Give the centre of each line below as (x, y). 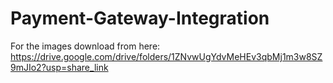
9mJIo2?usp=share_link (59, 67)
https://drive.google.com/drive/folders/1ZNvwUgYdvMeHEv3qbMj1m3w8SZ (166, 56)
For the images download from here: (85, 46)
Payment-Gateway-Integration (140, 18)
